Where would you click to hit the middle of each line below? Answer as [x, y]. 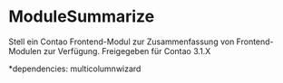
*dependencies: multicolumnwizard [75, 69]
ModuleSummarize [82, 17]
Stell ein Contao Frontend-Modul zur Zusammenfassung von [122, 41]
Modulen [25, 51]
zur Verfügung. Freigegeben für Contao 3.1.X [127, 51]
